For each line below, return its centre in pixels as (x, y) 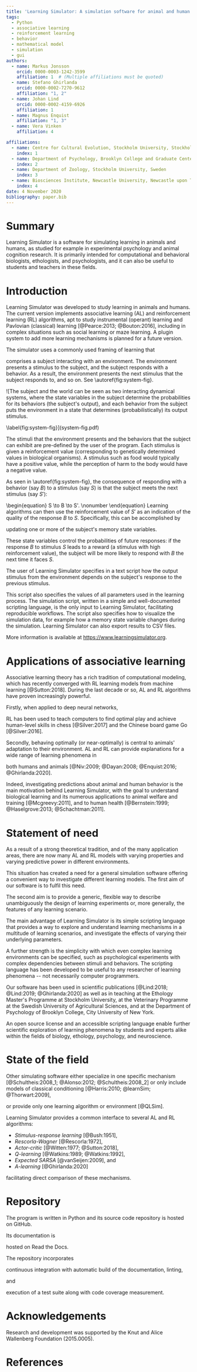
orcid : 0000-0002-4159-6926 (51, 104)
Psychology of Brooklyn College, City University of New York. (80, 1012)
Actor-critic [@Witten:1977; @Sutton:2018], (67, 1148)
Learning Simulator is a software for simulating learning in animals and (91, 242)
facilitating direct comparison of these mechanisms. (69, 1178)
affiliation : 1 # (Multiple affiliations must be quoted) (90, 77)
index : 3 (27, 175)
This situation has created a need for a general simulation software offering (97, 873)
